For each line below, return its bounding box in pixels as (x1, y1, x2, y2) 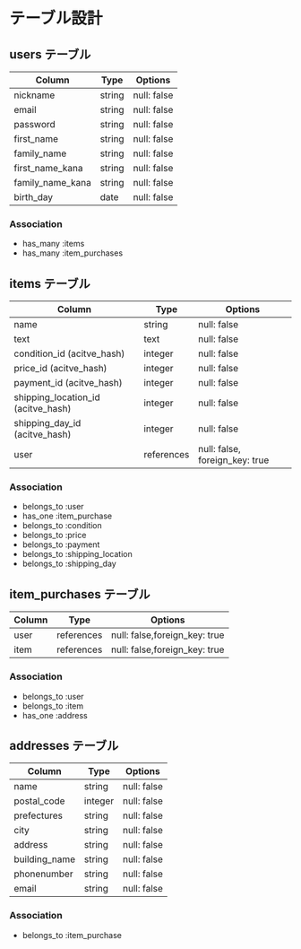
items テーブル (9, 275, 91, 292)
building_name (13, 853, 76, 866)
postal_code (13, 795, 65, 807)
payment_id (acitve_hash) (13, 377, 123, 389)
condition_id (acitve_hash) (13, 347, 125, 360)
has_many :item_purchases (21, 248, 124, 258)
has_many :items (21, 239, 85, 249)
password (13, 118, 56, 130)
